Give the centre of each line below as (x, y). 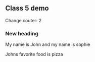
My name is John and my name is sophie (48, 44)
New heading (22, 33)
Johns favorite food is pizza (34, 54)
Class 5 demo (27, 8)
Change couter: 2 (23, 20)
